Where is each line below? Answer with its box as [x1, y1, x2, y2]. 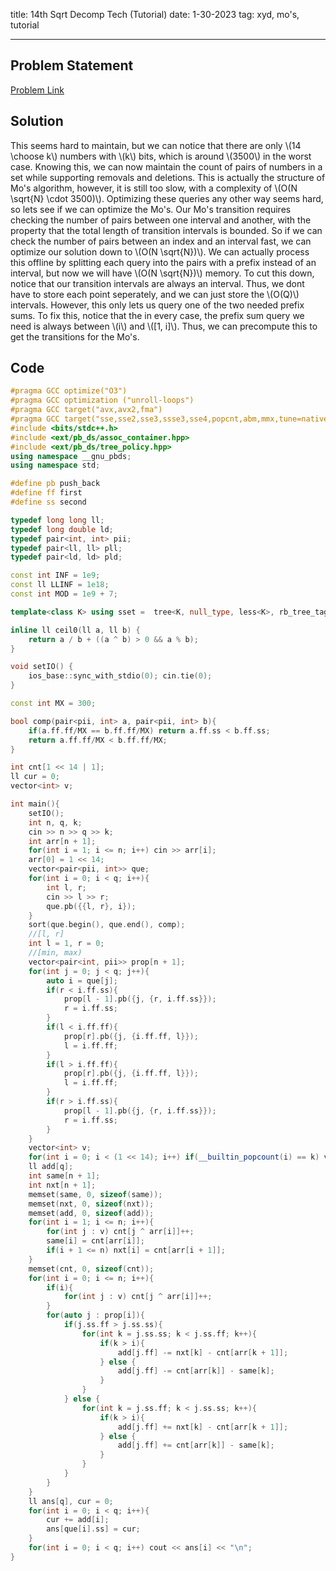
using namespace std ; [10, 460, 101, 471]
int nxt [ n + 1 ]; [28, 1180, 97, 1190]
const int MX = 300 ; [10, 699, 97, 709]
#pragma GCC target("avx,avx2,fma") [10, 405, 163, 415]
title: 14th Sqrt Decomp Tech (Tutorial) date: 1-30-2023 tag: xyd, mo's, [10, 9, 300, 20]
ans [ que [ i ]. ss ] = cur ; [46, 1524, 141, 1534]
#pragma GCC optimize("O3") [10, 386, 128, 396]
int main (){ [10, 799, 60, 809]
